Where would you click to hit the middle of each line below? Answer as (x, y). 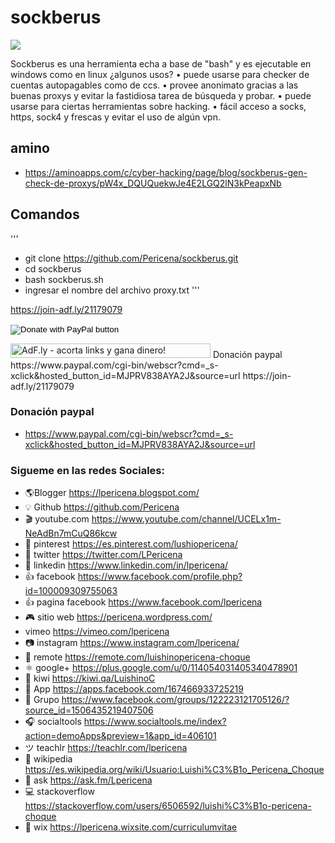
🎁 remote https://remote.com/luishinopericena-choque (137, 657)
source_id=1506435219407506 (89, 710)
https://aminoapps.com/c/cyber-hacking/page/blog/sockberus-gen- (166, 172)
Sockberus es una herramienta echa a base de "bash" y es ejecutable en (161, 63)
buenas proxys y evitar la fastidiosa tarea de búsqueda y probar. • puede (161, 95)
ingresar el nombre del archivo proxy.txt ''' (112, 290)
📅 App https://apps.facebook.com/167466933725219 (134, 689)
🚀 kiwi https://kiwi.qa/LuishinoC (90, 678)
